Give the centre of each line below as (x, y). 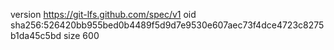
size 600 (81, 35)
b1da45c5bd (36, 35)
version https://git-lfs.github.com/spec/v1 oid (103, 14)
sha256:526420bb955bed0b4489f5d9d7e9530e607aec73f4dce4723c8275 (167, 25)
